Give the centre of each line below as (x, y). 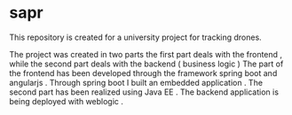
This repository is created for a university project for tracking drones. (135, 37)
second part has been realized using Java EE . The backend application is (144, 92)
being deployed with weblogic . (67, 101)
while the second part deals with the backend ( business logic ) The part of (146, 64)
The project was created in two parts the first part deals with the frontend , (146, 54)
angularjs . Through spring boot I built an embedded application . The (136, 82)
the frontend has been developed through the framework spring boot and (143, 73)
